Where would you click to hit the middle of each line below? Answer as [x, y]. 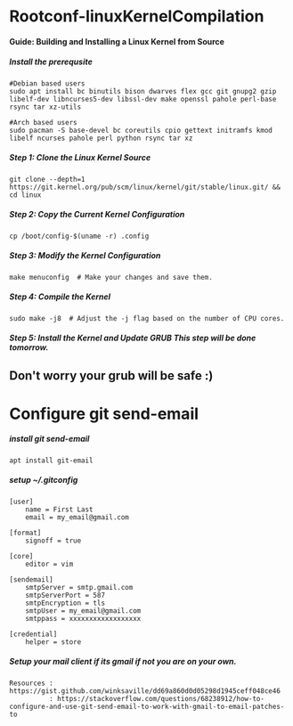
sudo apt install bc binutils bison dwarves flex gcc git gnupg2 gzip [143, 91]
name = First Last [59, 510]
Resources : [31, 683]
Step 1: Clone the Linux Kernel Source [80, 158]
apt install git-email [51, 461]
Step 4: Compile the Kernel [60, 297]
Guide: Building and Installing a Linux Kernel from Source [117, 41]
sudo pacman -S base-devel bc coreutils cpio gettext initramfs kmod [141, 130]
